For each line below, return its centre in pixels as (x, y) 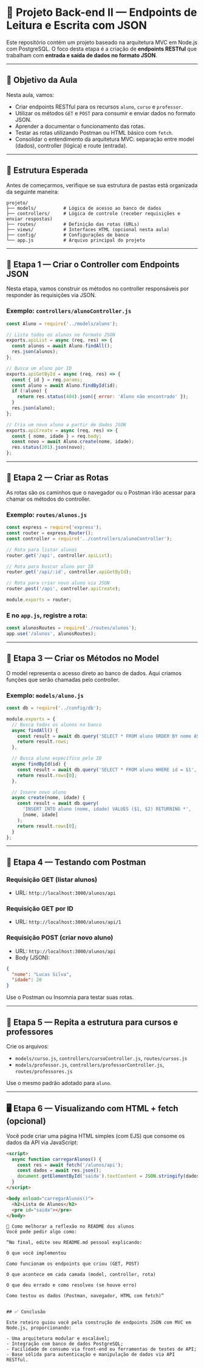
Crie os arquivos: (28, 1047)
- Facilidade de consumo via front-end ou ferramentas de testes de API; (102, 1349)
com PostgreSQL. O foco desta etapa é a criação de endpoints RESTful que (102, 49)
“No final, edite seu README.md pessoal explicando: (74, 1243)
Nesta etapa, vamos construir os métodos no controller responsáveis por (98, 288)
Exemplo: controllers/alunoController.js (69, 311)
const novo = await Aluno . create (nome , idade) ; (73, 442)
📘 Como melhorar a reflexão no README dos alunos (70, 1227)
